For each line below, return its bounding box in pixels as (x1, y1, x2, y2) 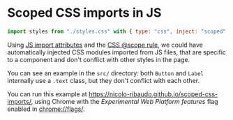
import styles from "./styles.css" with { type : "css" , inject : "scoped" (7, 28, 227, 35)
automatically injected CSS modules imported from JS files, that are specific (7, 47, 227, 57)
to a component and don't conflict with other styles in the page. (7, 55, 190, 63)
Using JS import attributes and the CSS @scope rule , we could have (7, 40, 204, 49)
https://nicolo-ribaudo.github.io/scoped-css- (88, 89, 218, 98)
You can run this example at (7, 89, 87, 98)
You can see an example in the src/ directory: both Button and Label (7, 68, 204, 77)
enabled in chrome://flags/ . (7, 105, 85, 113)
